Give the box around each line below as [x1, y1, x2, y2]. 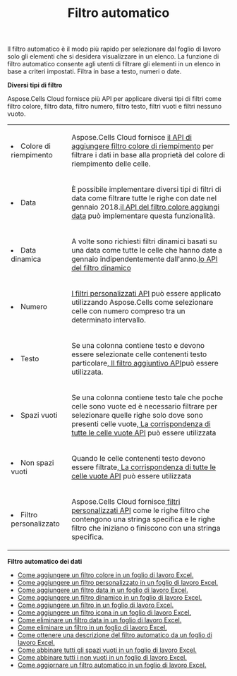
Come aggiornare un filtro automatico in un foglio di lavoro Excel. [17, 661, 207, 670]
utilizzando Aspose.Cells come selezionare [71, 298, 214, 308]
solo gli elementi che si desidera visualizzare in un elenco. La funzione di [7, 52, 219, 61]
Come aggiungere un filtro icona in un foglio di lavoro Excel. [17, 608, 192, 617]
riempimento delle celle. [71, 159, 151, 169]
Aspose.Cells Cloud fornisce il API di [71, 133, 193, 143]
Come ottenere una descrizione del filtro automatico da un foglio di [17, 631, 213, 639]
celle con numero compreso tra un [71, 306, 186, 316]
